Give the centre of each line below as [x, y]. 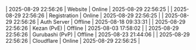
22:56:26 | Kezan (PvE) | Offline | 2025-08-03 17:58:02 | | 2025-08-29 [92, 28]
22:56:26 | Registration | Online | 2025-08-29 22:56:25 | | [93, 15]
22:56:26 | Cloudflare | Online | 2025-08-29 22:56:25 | [73, 41]
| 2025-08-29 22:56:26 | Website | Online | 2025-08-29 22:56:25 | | [89, 9]
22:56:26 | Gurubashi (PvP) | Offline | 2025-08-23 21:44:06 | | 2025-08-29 [98, 35]
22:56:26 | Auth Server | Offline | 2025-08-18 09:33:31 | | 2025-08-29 [99, 22]
